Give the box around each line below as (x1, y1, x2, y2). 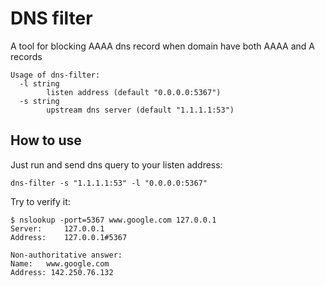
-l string (19, 78, 60, 89)
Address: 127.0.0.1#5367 (10, 232, 128, 242)
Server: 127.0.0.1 (10, 223, 105, 234)
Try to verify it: (10, 195, 71, 207)
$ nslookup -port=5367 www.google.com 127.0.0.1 (10, 215, 217, 225)
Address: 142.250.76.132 (10, 267, 114, 277)
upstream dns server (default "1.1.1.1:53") (46, 105, 235, 115)
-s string (19, 96, 60, 106)
